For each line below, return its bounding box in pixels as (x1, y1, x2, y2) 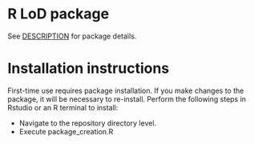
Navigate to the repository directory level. (18, 118, 157, 128)
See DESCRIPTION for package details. (7, 31, 137, 41)
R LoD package (7, 5, 110, 23)
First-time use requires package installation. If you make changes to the (7, 86, 244, 95)
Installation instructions (7, 59, 170, 78)
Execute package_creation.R (18, 126, 114, 136)
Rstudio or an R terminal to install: (7, 102, 119, 112)
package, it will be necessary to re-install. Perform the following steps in (7, 94, 246, 104)
